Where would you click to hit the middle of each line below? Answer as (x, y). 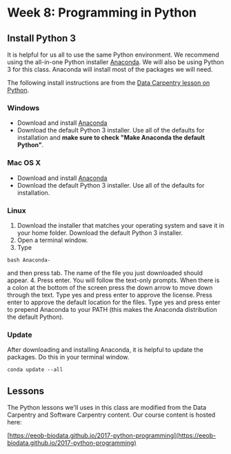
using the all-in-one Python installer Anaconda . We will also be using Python (115, 62)
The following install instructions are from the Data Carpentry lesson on (109, 83)
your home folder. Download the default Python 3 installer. (100, 233)
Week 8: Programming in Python (102, 13)
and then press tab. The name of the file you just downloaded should (105, 273)
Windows (23, 108)
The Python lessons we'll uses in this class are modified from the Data (107, 407)
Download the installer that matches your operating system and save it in (121, 225)
